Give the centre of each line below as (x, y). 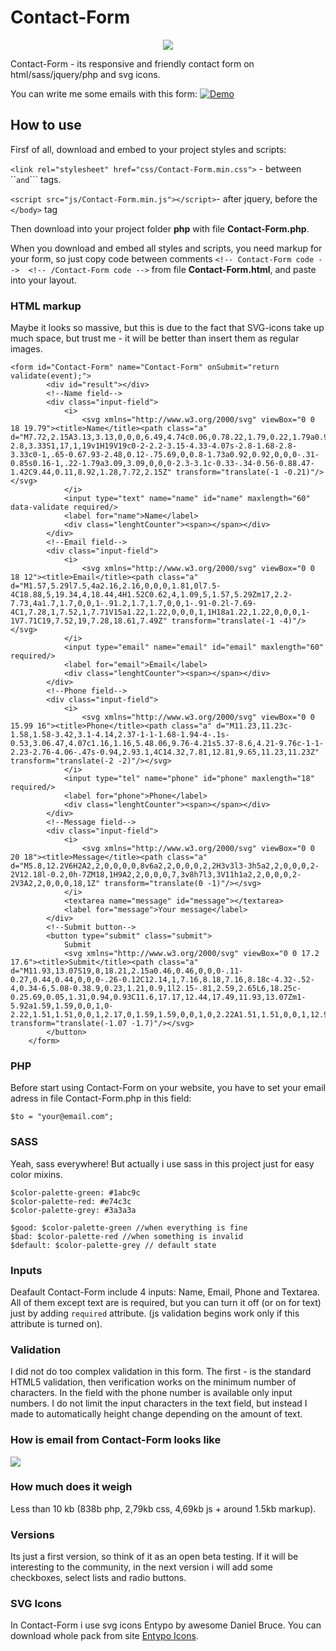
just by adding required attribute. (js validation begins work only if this (155, 1313)
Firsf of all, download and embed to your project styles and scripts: (148, 149)
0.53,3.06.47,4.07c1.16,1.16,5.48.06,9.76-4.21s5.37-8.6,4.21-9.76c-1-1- (167, 744)
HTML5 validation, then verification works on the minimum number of (153, 1382)
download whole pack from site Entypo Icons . (104, 1636)
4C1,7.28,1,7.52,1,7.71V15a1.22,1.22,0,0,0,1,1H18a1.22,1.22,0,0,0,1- (160, 612)
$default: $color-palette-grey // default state (113, 1245)
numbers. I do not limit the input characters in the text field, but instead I (159, 1403)
